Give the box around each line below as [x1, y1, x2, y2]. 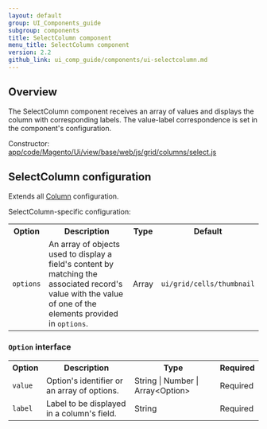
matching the [48, 268, 98, 279]
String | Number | [133, 375, 199, 386]
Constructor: [8, 138, 50, 148]
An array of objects [48, 238, 121, 249]
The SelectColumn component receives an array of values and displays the [8, 106, 254, 116]
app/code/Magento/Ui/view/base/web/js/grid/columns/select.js [8, 147, 217, 157]
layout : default [8, 11, 62, 20]
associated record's [48, 278, 123, 289]
